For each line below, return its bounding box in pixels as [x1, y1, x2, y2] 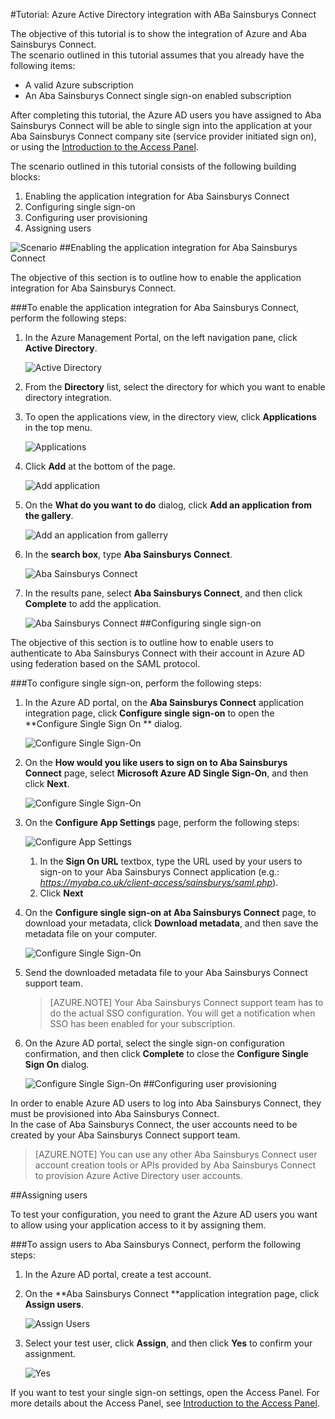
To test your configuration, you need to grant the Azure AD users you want [10, 1209, 318, 1220]
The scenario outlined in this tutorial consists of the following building [10, 160, 297, 172]
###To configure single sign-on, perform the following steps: [10, 677, 262, 689]
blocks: [10, 171, 41, 183]
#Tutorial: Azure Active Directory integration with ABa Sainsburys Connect [10, 9, 317, 20]
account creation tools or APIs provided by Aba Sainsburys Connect [34, 1159, 316, 1171]
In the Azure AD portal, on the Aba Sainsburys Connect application [24, 697, 305, 708]
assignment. [24, 1348, 76, 1359]
